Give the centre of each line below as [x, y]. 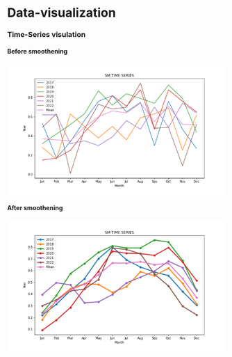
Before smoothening [38, 51]
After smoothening [35, 208]
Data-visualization [61, 13]
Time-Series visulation [47, 35]
